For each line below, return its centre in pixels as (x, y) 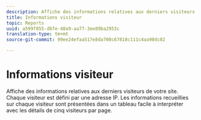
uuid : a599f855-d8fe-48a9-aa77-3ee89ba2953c (63, 28)
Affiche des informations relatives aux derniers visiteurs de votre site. (92, 91)
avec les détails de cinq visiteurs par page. (59, 110)
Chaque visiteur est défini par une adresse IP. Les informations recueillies (97, 97)
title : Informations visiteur (44, 17)
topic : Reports (25, 23)
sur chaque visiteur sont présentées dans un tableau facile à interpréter (95, 104)
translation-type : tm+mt (37, 34)
